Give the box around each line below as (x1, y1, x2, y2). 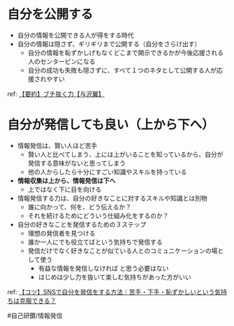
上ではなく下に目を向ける (27, 185, 102, 193)
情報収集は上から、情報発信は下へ (17, 176, 116, 184)
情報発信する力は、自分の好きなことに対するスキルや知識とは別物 (17, 193, 207, 202)
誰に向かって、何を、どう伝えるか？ (27, 203, 131, 211)
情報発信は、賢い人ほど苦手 (17, 141, 98, 149)
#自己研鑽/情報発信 (7, 311, 63, 320)
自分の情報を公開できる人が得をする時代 (17, 31, 134, 39)
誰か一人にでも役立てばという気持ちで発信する (27, 238, 163, 246)
